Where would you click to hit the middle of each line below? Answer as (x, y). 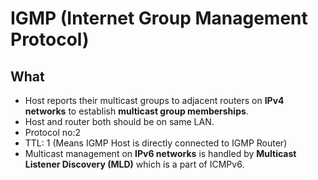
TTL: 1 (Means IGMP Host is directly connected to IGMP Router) (156, 143)
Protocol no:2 (52, 132)
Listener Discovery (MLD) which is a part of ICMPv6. (134, 164)
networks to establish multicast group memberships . (136, 111)
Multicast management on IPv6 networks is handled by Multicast (160, 153)
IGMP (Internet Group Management (159, 18)
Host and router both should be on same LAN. (119, 121)
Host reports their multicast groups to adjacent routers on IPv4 (154, 100)
